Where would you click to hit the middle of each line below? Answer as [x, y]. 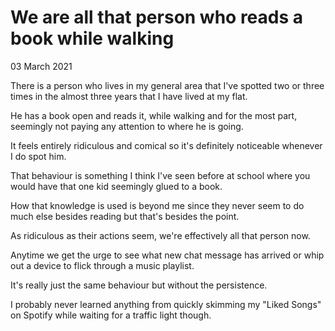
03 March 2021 [41, 66]
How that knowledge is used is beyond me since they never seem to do [157, 205]
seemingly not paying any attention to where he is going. [127, 126]
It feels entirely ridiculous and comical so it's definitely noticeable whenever [166, 145]
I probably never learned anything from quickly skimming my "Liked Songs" [166, 304]
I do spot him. [38, 156]
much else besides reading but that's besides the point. [125, 216]
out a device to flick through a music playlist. [102, 265]
